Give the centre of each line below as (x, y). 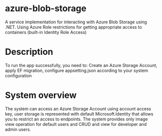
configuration (18, 75)
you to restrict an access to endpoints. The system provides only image (76, 119)
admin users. (18, 129)
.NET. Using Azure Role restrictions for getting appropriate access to (73, 27)
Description (29, 52)
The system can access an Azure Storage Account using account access (78, 109)
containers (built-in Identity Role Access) (46, 32)
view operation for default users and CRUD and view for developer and (76, 124)
